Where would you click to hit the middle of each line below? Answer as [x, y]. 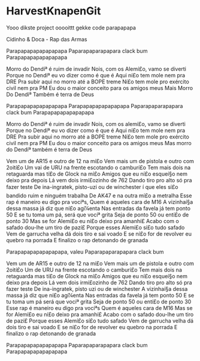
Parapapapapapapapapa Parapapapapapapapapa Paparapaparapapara [95, 106]
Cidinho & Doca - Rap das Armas [47, 39]
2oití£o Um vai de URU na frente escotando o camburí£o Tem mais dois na [99, 167]
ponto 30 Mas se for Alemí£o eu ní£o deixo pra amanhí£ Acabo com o [93, 221]
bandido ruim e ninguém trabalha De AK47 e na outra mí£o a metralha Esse [99, 195]
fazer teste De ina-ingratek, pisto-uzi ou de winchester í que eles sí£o [92, 186]
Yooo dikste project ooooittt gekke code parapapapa [71, 28]
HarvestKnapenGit [54, 11]
